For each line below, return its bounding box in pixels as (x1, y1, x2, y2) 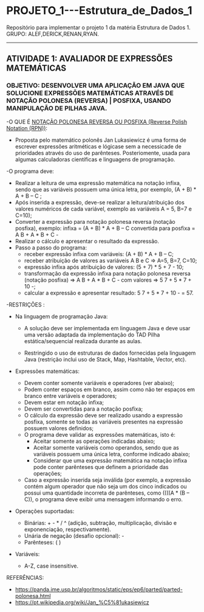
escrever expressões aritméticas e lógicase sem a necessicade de (15, 142, 182, 150)
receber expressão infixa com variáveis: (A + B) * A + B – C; (24, 250, 174, 257)
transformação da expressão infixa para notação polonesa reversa (24, 269, 191, 277)
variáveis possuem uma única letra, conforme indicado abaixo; (33, 450, 190, 457)
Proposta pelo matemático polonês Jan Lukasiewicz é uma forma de (15, 136, 186, 144)
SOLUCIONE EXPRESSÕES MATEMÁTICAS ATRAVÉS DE (6, 89, 174, 97)
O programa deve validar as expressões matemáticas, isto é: (24, 431, 176, 438)
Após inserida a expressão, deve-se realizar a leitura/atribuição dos (15, 198, 185, 206)
